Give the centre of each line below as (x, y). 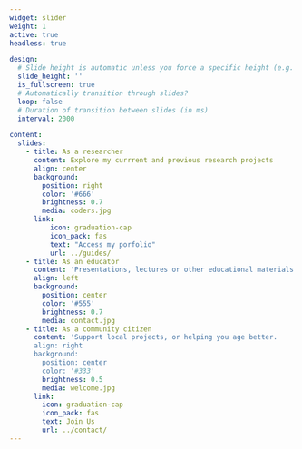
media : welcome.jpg (79, 388)
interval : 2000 (46, 119)
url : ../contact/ (74, 430)
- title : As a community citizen (89, 329)
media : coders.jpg (77, 211)
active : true (34, 34)
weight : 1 (28, 26)
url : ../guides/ (80, 253)
